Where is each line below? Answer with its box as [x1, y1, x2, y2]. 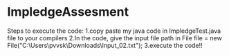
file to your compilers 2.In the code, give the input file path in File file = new [7, 33, 223, 42]
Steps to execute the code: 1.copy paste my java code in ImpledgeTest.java [7, 27, 221, 35]
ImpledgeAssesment [7, 4, 129, 20]
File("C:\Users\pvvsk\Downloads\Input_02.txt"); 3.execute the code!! [7, 41, 203, 49]
